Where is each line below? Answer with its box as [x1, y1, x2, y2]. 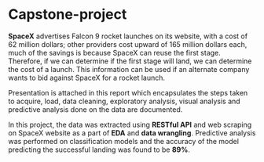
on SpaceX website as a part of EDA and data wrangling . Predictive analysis [8, 128, 256, 138]
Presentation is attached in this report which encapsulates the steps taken [8, 88, 248, 97]
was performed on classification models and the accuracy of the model [8, 136, 240, 146]
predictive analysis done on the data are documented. [8, 104, 183, 114]
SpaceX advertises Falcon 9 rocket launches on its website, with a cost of [8, 31, 248, 41]
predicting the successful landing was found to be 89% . [8, 145, 190, 154]
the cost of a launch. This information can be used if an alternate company [8, 64, 250, 74]
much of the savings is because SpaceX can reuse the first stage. [8, 48, 222, 57]
